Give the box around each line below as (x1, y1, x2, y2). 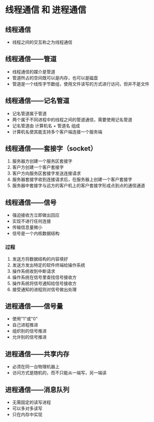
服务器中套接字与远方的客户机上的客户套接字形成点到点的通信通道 (12, 182, 145, 188)
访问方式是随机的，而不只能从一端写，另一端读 (12, 370, 107, 376)
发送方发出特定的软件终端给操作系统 (12, 262, 86, 268)
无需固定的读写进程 (12, 399, 51, 405)
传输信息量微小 (12, 224, 43, 230)
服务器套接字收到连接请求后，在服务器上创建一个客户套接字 (12, 177, 132, 182)
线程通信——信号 (5, 198, 57, 206)
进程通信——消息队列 (5, 385, 69, 394)
